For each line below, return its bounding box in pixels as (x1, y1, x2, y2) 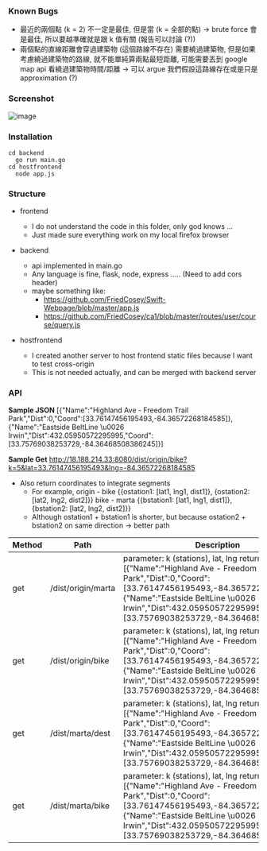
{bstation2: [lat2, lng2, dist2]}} (31, 504, 131, 513)
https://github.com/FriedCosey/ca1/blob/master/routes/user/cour (43, 311, 257, 321)
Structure (8, 188, 46, 199)
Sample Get (8, 455, 48, 464)
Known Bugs (8, 6, 59, 17)
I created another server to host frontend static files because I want (31, 351, 253, 361)
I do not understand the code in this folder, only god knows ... (31, 222, 233, 231)
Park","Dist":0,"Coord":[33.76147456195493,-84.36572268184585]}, (8, 414, 233, 424)
